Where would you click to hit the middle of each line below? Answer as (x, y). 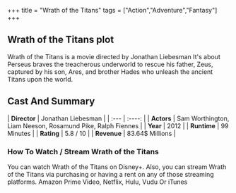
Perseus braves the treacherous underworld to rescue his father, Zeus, (110, 64)
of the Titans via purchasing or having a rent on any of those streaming (111, 174)
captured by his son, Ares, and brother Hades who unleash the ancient (110, 71)
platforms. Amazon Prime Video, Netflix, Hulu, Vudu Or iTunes (98, 182)
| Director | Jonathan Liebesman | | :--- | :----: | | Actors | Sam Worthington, (118, 118)
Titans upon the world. (40, 79)
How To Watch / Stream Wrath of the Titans (83, 151)
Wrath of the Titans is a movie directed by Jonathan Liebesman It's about (114, 56)
